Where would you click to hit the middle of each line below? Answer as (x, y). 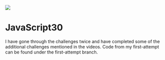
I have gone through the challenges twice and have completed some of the (83, 41)
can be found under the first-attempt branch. (52, 52)
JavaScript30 (34, 28)
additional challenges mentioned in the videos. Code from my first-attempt (82, 46)
